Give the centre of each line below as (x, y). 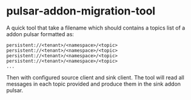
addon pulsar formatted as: (40, 34)
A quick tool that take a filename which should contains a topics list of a (96, 28)
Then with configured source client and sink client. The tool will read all (95, 77)
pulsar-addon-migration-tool (81, 11)
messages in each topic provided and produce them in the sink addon (93, 84)
